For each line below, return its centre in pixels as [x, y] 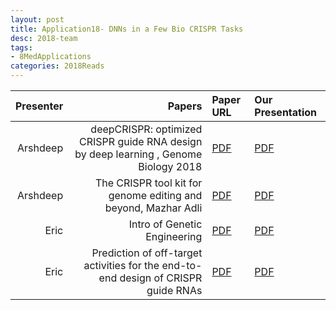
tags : [21, 47]
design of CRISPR [161, 278]
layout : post [37, 19]
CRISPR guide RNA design [141, 141]
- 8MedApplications [51, 57]
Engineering [174, 236]
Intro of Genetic [165, 224]
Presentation [286, 112]
